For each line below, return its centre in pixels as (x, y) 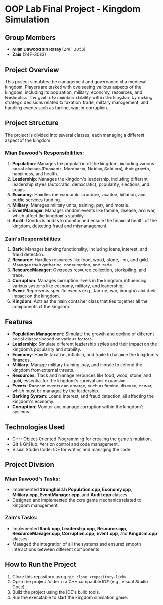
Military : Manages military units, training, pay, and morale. (71, 205)
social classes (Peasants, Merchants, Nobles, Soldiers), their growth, (81, 169)
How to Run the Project (41, 565)
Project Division (30, 465)
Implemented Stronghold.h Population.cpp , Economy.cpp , (72, 489)
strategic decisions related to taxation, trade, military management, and (77, 102)
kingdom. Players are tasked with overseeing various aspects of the (73, 87)
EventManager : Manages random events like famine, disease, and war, (84, 210)
